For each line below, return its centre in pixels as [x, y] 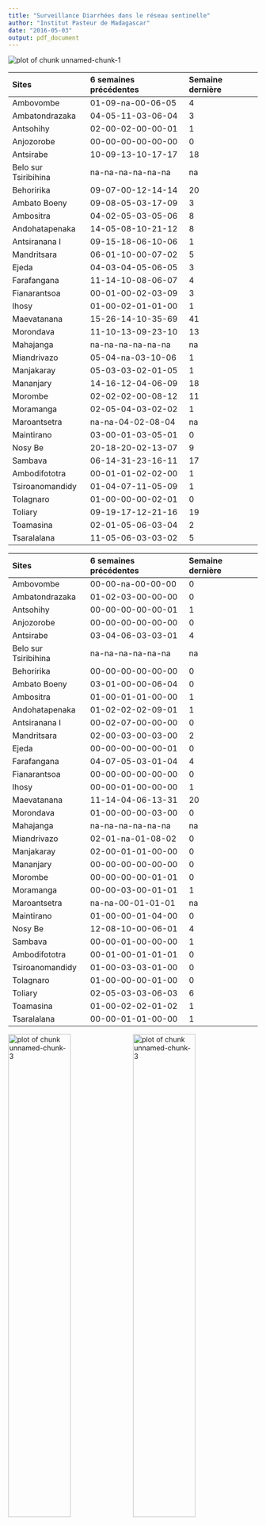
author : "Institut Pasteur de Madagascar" [79, 23]
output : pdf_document [44, 38]
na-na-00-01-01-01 [133, 903]
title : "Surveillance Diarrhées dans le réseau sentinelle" [110, 15]
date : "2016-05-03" [40, 30]
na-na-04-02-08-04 [133, 422]
